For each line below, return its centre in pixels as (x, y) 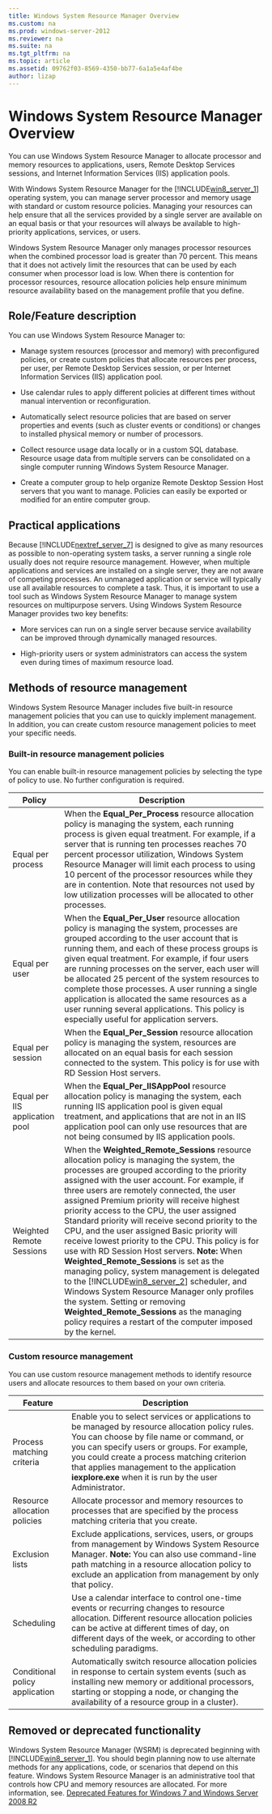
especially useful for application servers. (141, 1020)
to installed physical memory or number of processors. (112, 434)
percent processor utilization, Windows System (154, 854)
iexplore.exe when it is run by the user (144, 1477)
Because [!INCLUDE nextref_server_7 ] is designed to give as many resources (136, 545)
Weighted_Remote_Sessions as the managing (153, 1312)
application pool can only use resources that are (156, 1126)
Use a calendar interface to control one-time (157, 1598)
